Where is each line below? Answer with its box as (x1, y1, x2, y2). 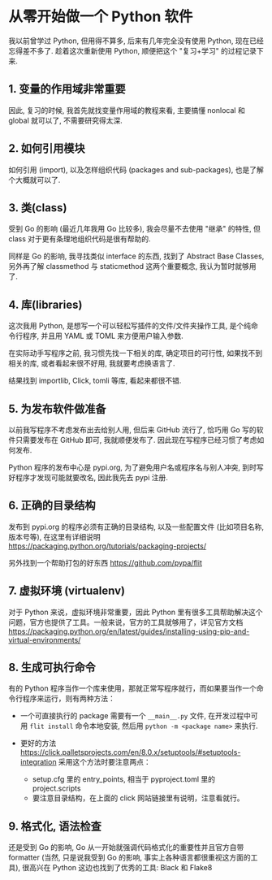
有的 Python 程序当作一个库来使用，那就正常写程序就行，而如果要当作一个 (8, 683, 257, 693)
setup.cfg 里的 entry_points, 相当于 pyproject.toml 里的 (32, 774, 216, 784)
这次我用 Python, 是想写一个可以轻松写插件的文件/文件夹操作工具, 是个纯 (8, 321, 252, 331)
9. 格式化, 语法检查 (8, 819, 101, 833)
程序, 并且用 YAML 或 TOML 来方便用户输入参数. (22, 331, 184, 341)
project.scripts (32, 783, 81, 793)
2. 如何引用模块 (8, 141, 85, 155)
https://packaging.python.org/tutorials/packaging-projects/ (8, 541, 207, 551)
